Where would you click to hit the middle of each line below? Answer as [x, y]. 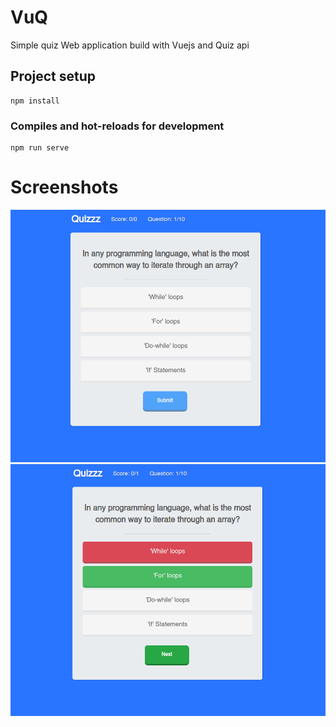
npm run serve [40, 148]
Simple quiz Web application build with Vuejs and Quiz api [130, 45]
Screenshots [64, 187]
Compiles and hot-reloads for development [117, 126]
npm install [35, 101]
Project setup [53, 76]
